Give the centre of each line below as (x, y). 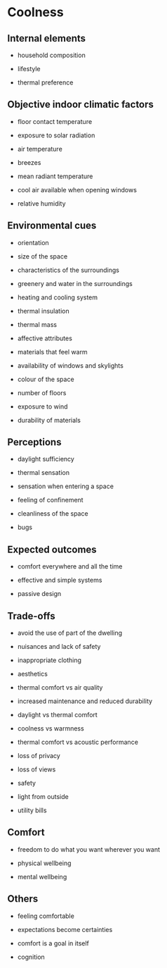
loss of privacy (39, 756)
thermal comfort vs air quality (60, 688)
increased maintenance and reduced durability (85, 701)
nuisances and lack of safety (59, 647)
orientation (33, 242)
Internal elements (47, 38)
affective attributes (45, 338)
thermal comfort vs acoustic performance (78, 742)
